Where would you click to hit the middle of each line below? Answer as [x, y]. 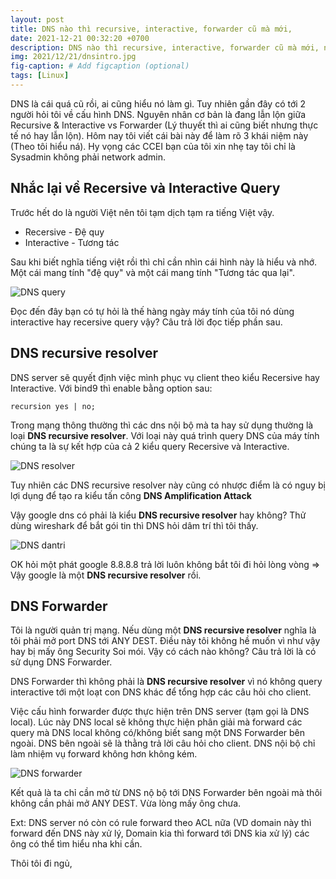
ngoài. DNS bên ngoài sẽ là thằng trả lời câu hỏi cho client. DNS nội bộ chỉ [163, 743]
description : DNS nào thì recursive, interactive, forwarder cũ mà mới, [165, 47]
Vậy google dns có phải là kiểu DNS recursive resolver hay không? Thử [158, 515]
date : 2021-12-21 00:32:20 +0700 [80, 38]
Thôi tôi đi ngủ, [41, 863]
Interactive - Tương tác [72, 242]
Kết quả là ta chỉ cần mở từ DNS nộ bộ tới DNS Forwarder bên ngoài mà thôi [166, 793]
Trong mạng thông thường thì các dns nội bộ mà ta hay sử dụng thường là [162, 425]
